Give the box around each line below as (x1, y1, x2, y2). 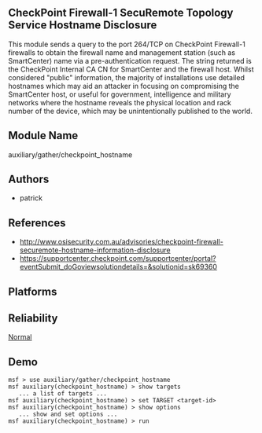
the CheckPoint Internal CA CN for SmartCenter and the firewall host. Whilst (8, 64, 254, 74)
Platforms (8, 284, 57, 298)
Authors (8, 173, 50, 186)
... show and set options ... (18, 410, 118, 419)
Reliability (8, 312, 58, 325)
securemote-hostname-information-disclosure (19, 245, 171, 255)
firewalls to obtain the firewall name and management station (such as (8, 47, 236, 57)
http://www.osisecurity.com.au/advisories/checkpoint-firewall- (19, 237, 224, 247)
